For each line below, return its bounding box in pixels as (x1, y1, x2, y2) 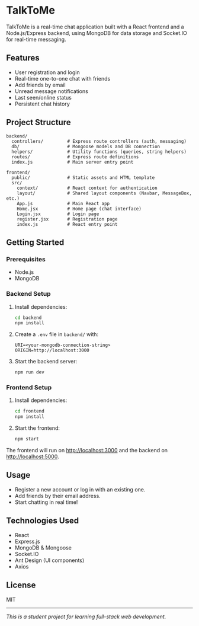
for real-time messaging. (6, 36, 66, 43)
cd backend (14, 315, 42, 321)
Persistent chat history (14, 100, 70, 107)
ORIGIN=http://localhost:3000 (14, 347, 90, 353)
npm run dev (14, 369, 44, 375)
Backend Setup (6, 290, 52, 298)
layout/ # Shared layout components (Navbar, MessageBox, (17, 190, 192, 196)
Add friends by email (14, 81, 66, 88)
